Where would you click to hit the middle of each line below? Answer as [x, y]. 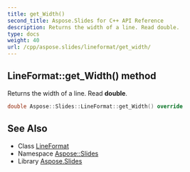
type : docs [23, 34]
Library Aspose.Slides [50, 161]
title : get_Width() [36, 14]
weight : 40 [23, 41]
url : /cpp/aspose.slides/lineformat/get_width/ [79, 47]
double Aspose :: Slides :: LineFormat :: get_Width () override [95, 106]
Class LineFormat [43, 146]
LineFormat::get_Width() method [82, 76]
